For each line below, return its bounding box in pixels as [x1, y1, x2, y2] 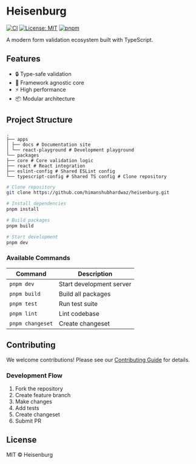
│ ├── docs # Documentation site [6, 142, 91, 148]
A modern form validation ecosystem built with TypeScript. [6, 36, 154, 43]
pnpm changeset [9, 320, 53, 327]
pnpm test [9, 300, 38, 307]
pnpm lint [9, 310, 38, 317]
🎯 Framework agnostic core [15, 79, 84, 86]
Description [78, 269, 113, 278]
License [6, 435, 37, 445]
